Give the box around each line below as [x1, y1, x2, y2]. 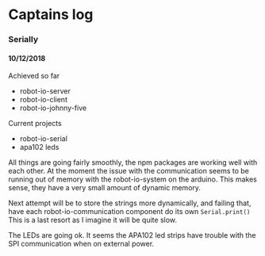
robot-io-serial [19, 134, 67, 143]
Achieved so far [8, 71, 60, 81]
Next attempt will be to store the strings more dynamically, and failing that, [8, 198, 252, 208]
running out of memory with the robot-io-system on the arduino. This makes [8, 174, 258, 184]
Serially [8, 34, 39, 45]
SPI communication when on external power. [8, 239, 155, 249]
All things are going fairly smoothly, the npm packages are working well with [8, 158, 258, 167]
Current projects [8, 119, 62, 128]
